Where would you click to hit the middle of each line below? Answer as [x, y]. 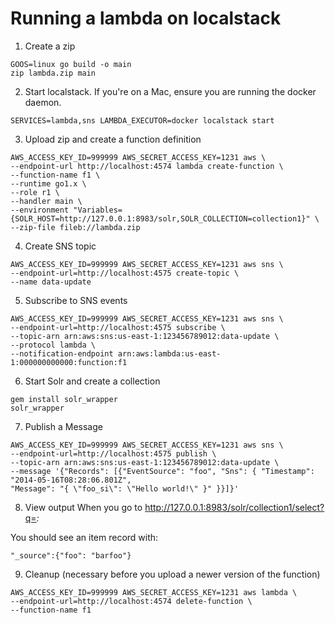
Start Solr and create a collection [92, 381]
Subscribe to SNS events [76, 300]
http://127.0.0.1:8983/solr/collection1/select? [234, 507]
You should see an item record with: [84, 537]
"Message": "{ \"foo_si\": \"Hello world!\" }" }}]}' [125, 488]
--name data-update [51, 282]
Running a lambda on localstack [146, 18]
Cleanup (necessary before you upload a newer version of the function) [172, 574]
